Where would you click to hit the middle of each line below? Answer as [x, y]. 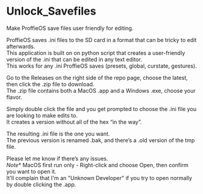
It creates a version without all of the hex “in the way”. [74, 122]
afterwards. [21, 46]
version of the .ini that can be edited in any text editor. [74, 59]
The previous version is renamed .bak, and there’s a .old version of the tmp [101, 140]
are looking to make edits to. [42, 115]
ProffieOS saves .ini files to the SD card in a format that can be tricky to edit [102, 40]
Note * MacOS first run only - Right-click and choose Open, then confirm [97, 165]
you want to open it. [31, 171]
